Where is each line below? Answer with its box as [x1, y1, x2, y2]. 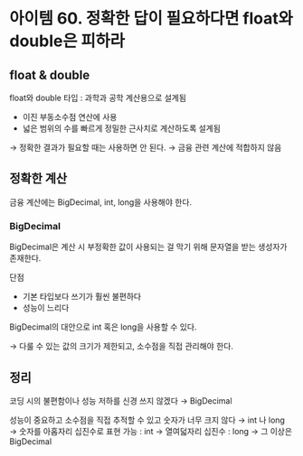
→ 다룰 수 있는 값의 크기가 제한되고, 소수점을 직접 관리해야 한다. [9, 340, 233, 352]
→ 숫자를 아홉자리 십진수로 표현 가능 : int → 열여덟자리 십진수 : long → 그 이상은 [9, 425, 292, 436]
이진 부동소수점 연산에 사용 [22, 112, 118, 122]
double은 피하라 [9, 31, 125, 51]
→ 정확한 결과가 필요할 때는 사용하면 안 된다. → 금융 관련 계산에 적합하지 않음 [9, 142, 282, 153]
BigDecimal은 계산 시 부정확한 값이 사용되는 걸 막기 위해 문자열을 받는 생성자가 [9, 241, 288, 253]
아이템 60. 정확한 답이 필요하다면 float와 [9, 8, 294, 29]
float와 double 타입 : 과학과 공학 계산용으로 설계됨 [9, 92, 187, 103]
